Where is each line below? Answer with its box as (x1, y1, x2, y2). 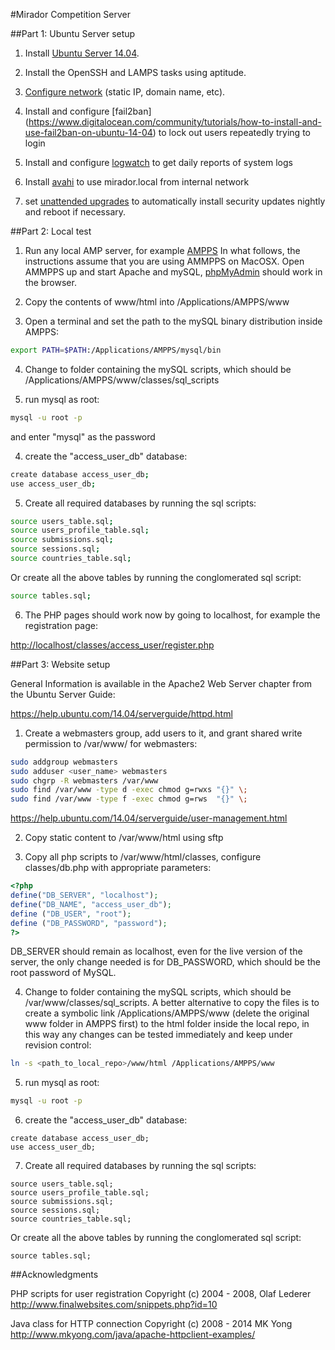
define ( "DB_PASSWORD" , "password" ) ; (10, 918, 168, 928)
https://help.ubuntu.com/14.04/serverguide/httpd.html (10, 707, 233, 719)
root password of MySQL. (10, 967, 117, 979)
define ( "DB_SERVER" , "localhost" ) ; (10, 890, 159, 900)
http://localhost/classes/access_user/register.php (10, 639, 215, 651)
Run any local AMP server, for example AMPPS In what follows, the (24, 245, 301, 256)
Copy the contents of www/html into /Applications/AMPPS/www (24, 296, 290, 308)
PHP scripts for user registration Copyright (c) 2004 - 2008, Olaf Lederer (10, 1288, 312, 1300)
